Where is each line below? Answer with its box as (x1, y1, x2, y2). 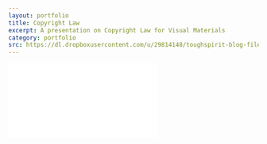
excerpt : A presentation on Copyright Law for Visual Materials (8, 26, 226, 34)
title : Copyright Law (8, 19, 80, 27)
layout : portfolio (8, 11, 69, 20)
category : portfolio (8, 33, 77, 42)
